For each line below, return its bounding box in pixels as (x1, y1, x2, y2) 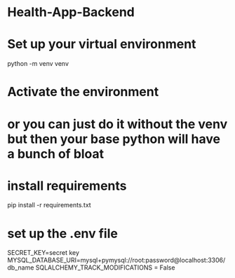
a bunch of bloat (7, 146, 105, 162)
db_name (7, 263, 34, 272)
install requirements (7, 178, 128, 193)
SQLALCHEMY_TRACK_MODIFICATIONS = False (35, 263, 175, 272)
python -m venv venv (7, 60, 69, 68)
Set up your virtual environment (7, 36, 196, 53)
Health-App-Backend (7, 4, 135, 20)
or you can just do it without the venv (7, 116, 228, 132)
